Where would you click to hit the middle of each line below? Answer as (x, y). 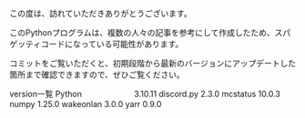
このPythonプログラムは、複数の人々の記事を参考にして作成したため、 (142, 33)
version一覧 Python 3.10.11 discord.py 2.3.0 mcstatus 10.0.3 (145, 94)
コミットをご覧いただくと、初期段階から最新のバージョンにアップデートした (153, 63)
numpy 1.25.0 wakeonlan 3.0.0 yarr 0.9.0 (86, 104)
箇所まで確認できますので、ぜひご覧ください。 (97, 74)
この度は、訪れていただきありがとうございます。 (101, 13)
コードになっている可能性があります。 (112, 44)
